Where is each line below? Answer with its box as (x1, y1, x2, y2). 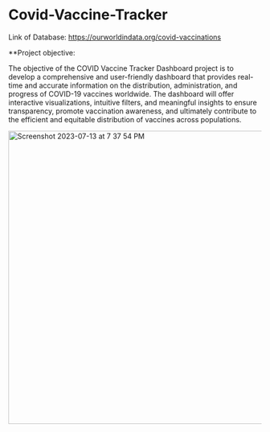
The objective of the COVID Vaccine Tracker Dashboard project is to (8, 63, 235, 73)
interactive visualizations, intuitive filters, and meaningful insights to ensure (8, 97, 257, 107)
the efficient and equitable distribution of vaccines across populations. (8, 114, 242, 124)
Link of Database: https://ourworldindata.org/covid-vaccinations (8, 32, 222, 42)
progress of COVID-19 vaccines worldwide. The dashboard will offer (8, 88, 235, 98)
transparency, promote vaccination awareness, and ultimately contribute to (8, 106, 257, 116)
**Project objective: (8, 47, 76, 57)
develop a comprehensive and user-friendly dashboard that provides (8, 72, 236, 81)
